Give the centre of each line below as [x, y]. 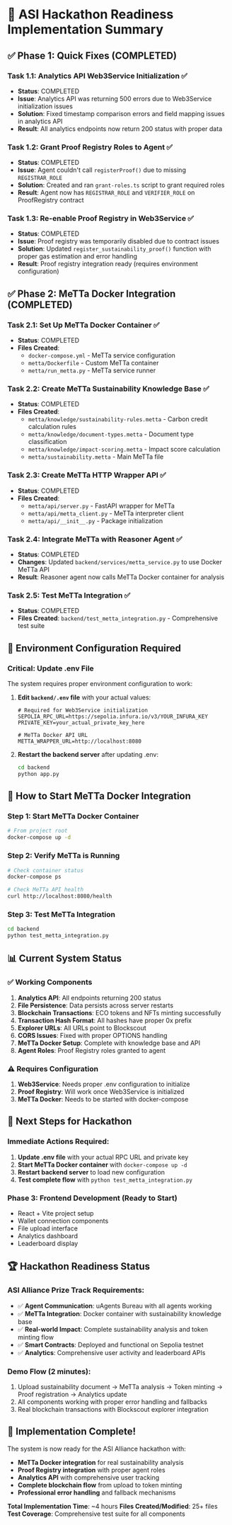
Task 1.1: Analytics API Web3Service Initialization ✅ [98, 76]
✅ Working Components [50, 982]
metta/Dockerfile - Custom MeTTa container [93, 363]
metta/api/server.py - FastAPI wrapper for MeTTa [101, 506]
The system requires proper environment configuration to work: [100, 684]
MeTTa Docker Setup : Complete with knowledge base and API [109, 1043]
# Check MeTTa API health [45, 890]
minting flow [36, 1337]
